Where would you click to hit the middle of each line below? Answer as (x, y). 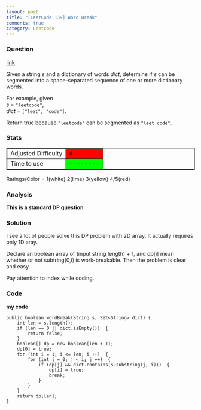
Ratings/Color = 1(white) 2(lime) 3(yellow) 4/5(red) (68, 179)
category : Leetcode (31, 28)
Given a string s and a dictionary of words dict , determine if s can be (91, 74)
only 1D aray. (22, 242)
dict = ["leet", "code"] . (36, 111)
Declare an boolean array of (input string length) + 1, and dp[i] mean (90, 254)
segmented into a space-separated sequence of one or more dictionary (95, 80)
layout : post (22, 12)
